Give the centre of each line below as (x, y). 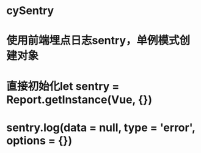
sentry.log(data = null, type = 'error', (101, 128)
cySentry (30, 11)
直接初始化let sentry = (63, 86)
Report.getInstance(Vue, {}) (79, 99)
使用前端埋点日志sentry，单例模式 (93, 41)
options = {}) (39, 140)
